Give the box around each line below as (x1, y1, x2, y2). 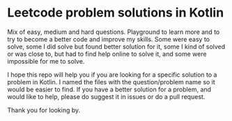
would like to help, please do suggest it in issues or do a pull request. (7, 92, 206, 101)
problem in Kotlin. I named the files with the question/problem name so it (7, 77, 216, 86)
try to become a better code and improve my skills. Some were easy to (7, 35, 210, 43)
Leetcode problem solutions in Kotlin (7, 5, 224, 21)
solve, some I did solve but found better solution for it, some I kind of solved (7, 42, 226, 50)
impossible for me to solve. (7, 57, 85, 65)
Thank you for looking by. (7, 106, 81, 114)
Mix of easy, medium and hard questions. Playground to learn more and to (7, 28, 220, 36)
